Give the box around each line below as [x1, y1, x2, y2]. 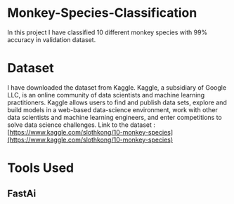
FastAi [7, 188, 37, 200]
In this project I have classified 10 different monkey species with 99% [7, 28, 208, 36]
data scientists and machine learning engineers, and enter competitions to [7, 113, 223, 121]
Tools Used [7, 160, 74, 176]
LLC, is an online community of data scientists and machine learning [7, 90, 205, 99]
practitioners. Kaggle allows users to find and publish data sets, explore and [7, 98, 227, 107]
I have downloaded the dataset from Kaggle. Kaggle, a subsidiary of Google [7, 83, 227, 92]
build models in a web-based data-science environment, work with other [7, 105, 218, 114]
